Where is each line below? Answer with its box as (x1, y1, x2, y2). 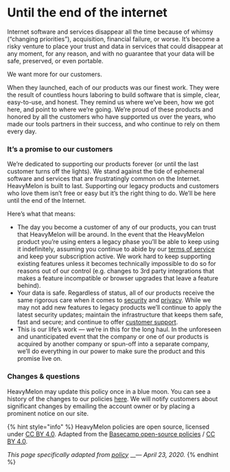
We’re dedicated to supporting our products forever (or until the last (7, 160, 199, 168)
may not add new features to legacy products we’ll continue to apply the (16, 304, 222, 312)
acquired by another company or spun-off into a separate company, (16, 340, 209, 348)
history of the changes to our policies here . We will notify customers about (7, 394, 218, 403)
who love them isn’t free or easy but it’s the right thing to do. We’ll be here (7, 189, 216, 197)
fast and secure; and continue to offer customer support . (16, 318, 179, 326)
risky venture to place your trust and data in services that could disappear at (7, 42, 223, 50)
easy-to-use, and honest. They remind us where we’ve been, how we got (7, 98, 214, 106)
